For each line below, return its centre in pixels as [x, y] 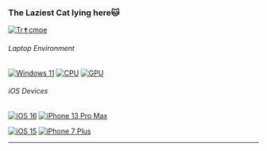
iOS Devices [28, 91]
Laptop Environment [42, 48]
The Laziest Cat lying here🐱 [64, 13]
